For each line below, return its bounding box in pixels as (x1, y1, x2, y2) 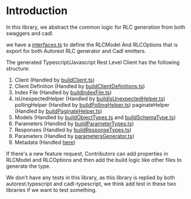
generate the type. (6, 163, 51, 170)
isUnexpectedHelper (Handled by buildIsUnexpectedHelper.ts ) (14, 95, 166, 102)
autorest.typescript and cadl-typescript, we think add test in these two (6, 180, 177, 187)
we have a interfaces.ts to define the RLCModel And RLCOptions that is (6, 41, 178, 48)
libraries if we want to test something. (6, 186, 97, 193)
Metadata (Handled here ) (14, 139, 76, 146)
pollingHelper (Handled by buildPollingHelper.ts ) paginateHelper (14, 101, 170, 108)
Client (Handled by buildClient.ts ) (14, 76, 95, 83)
